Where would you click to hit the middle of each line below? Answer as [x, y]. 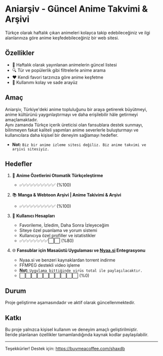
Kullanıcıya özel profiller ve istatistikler [57, 236]
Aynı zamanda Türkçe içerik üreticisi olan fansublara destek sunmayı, [74, 125]
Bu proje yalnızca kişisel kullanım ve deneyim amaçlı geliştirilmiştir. [72, 329]
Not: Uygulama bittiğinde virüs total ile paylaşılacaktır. [81, 271]
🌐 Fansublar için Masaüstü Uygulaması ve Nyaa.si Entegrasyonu [79, 250]
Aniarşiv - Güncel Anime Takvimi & [76, 9]
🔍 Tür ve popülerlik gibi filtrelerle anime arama [59, 70]
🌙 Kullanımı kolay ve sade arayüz [45, 82]
